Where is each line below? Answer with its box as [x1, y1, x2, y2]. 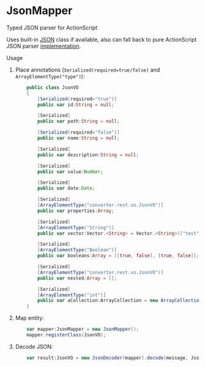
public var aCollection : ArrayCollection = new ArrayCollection [37, 298, 202, 304]
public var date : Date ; [37, 185, 95, 192]
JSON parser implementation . [6, 42, 81, 50]
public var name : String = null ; [37, 135, 120, 142]
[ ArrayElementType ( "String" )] [37, 224, 114, 230]
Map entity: [15, 314, 44, 322]
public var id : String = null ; [37, 102, 114, 108]
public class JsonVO [26, 84, 79, 91]
